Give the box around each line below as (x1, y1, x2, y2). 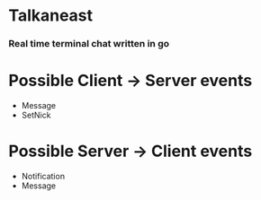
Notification (21, 170, 65, 181)
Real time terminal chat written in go (8, 38, 170, 50)
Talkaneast (8, 5, 94, 26)
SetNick (21, 109, 51, 121)
